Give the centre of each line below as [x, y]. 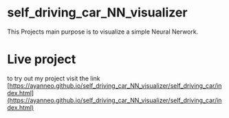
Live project [42, 59]
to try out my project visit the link [54, 78]
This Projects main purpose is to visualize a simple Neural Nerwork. [103, 32]
